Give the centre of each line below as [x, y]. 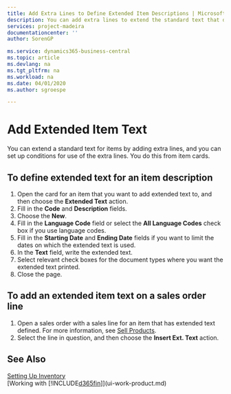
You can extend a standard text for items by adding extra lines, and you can [114, 149]
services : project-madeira [46, 26]
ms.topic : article [33, 58]
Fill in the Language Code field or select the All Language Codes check [119, 223]
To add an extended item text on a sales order [107, 296]
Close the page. [40, 274]
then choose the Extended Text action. [73, 201]
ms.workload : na [30, 77]
